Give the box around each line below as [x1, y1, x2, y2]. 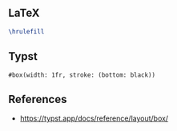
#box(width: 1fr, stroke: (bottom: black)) [8, 71, 156, 79]
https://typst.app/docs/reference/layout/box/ [19, 113, 169, 123]
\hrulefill [8, 27, 45, 35]
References [8, 92, 67, 106]
